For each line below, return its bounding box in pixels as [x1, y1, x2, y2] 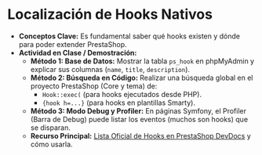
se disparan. [30, 123, 71, 132]
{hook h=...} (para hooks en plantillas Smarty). [42, 98, 195, 107]
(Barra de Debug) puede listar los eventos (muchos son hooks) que [30, 114, 249, 124]
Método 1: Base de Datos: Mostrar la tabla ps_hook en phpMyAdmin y [30, 56, 255, 66]
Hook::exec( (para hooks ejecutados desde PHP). [42, 89, 202, 99]
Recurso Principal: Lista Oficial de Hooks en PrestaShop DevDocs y [30, 131, 252, 140]
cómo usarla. [30, 139, 73, 149]
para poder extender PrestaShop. [18, 39, 127, 49]
